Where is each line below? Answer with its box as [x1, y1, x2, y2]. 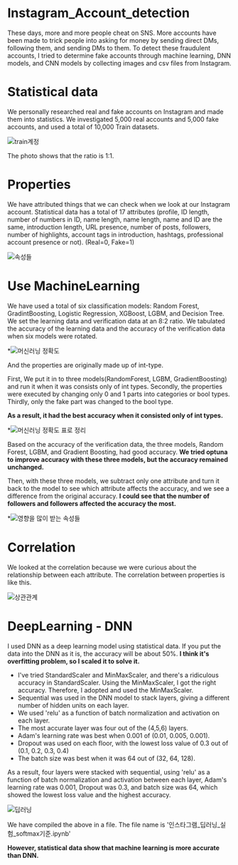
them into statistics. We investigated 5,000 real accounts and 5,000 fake [7, 115, 219, 123]
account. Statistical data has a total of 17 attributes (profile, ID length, [7, 207, 210, 216]
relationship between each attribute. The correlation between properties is [7, 570, 225, 579]
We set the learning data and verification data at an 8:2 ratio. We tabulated [7, 316, 225, 325]
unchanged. [7, 462, 44, 471]
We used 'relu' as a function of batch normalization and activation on [17, 708, 220, 717]
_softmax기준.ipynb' [13, 829, 71, 838]
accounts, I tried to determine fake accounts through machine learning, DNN [7, 51, 232, 60]
